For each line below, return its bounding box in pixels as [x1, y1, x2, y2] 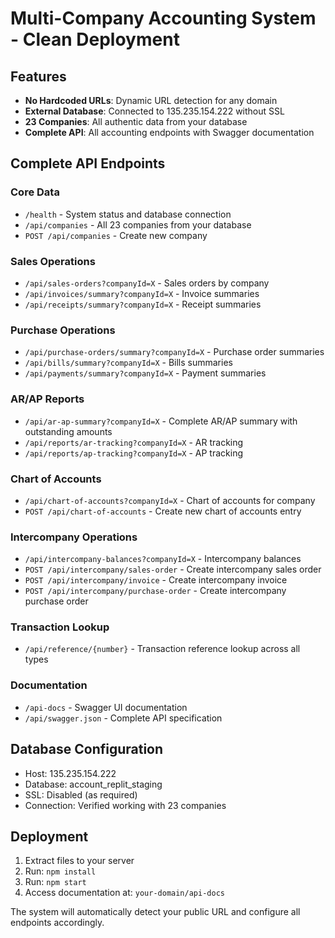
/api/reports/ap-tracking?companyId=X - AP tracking [24, 447, 244, 459]
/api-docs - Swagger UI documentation [24, 701, 188, 713]
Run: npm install [24, 865, 97, 877]
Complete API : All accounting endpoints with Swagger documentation [24, 127, 315, 138]
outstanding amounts [24, 425, 113, 437]
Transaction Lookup [10, 620, 110, 634]
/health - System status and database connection [24, 208, 232, 220]
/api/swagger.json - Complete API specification [24, 712, 223, 724]
